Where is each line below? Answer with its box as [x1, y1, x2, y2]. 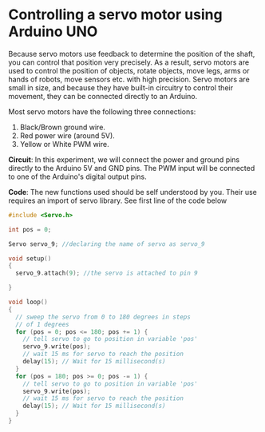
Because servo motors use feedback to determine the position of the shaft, [8, 49, 255, 58]
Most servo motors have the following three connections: [8, 106, 196, 117]
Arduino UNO [8, 22, 98, 41]
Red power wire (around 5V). [19, 130, 116, 141]
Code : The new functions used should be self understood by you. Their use [8, 187, 258, 196]
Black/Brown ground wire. [19, 122, 106, 132]
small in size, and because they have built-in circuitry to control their [8, 82, 234, 93]
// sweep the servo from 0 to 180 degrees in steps [15, 313, 192, 321]
